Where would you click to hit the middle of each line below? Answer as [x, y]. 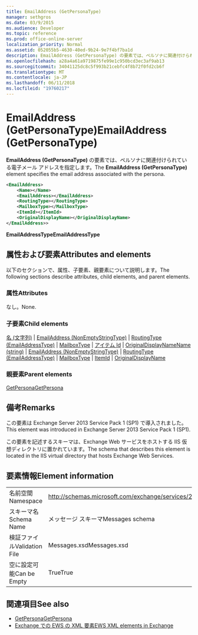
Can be [25, 574]
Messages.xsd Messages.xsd [88, 545]
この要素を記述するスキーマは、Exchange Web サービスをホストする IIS [93, 442]
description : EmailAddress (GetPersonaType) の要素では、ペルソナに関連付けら [98, 56]
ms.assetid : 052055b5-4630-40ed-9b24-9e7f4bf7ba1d [70, 50]
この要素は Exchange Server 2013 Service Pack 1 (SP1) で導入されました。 [96, 423]
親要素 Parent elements [39, 375]
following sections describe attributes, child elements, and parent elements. [98, 276]
